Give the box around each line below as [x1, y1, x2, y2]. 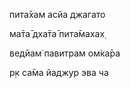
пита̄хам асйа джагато [9, 9, 106, 20]
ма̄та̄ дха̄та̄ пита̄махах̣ [9, 28, 106, 39]
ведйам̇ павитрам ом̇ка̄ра [9, 47, 121, 59]
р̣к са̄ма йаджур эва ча [9, 67, 109, 78]
